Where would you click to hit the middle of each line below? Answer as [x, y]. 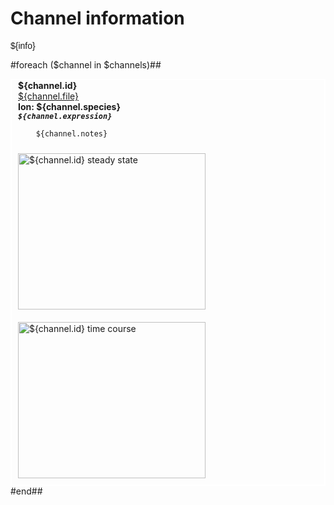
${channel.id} [48, 85]
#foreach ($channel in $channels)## [86, 64]
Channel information [97, 18]
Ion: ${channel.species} [69, 106]
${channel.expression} [65, 116]
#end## [26, 491]
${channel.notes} [71, 133]
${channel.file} [48, 96]
